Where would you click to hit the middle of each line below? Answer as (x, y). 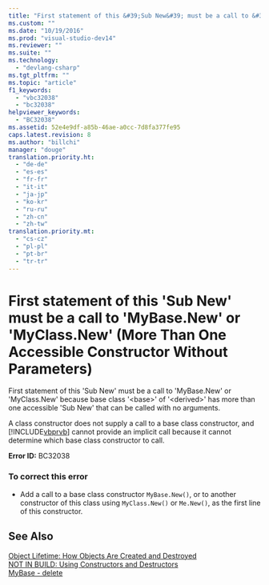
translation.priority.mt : (51, 232)
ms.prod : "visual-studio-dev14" (62, 38)
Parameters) (50, 369)
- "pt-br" (32, 254)
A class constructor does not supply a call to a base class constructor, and (131, 423)
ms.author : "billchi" (44, 142)
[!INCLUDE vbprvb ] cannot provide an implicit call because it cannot (120, 432)
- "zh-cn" (32, 217)
